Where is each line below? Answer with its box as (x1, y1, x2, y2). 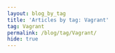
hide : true (7, 36, 39, 43)
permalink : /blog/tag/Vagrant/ (7, 29, 97, 36)
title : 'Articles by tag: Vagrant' (7, 17, 109, 23)
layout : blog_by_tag (7, 10, 67, 17)
